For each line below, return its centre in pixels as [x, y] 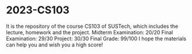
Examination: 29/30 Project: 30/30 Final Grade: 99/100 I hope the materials [96, 38]
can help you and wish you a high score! [55, 45]
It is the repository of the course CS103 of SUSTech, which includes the [92, 26]
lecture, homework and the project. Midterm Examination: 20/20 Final [90, 32]
